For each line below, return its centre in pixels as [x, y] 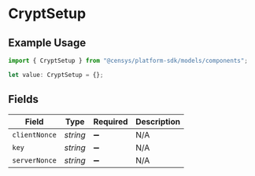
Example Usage [47, 43]
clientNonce [35, 135]
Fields [24, 99]
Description [158, 121]
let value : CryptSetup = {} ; [56, 75]
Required [111, 121]
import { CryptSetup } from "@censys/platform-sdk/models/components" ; [128, 60]
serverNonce [35, 160]
